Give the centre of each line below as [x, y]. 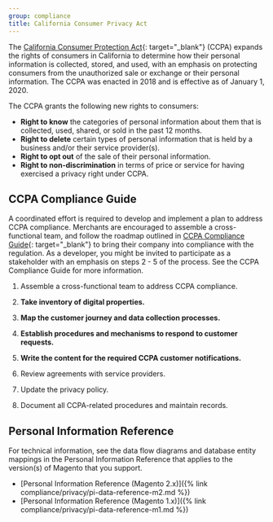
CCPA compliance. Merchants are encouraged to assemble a [111, 227]
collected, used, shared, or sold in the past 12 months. [111, 130]
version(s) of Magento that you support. [75, 468]
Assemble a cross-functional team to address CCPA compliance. [129, 287]
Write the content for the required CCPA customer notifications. [131, 358]
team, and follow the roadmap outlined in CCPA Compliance [144, 236]
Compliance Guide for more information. [76, 270]
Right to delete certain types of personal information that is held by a [136, 138]
